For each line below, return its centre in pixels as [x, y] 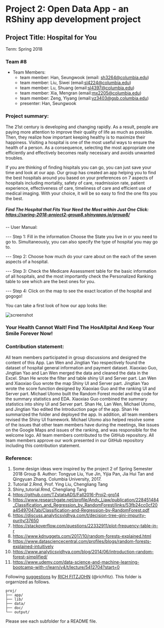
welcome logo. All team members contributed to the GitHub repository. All [80, 435]
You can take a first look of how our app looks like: [56, 305]
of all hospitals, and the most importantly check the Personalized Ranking [79, 276]
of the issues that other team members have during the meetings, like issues [82, 425]
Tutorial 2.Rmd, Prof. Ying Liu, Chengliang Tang [60, 485]
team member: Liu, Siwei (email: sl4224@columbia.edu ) [75, 83]
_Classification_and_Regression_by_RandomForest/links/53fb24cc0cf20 [85, 505]
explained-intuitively [33, 547]
